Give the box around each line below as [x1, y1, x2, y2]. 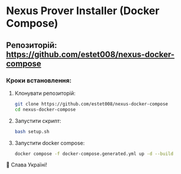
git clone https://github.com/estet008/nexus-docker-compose [14, 101, 169, 107]
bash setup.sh [14, 129, 50, 134]
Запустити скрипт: [14, 117, 62, 124]
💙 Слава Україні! [6, 161, 47, 169]
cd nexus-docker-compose [14, 106, 76, 113]
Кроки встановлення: [6, 76, 72, 84]
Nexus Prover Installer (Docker [6, 4, 160, 18]
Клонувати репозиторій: [14, 90, 75, 97]
